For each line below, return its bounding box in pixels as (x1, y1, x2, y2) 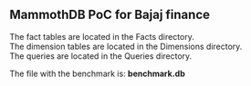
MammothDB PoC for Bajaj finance (9, 7, 211, 23)
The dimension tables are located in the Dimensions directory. (9, 41, 243, 52)
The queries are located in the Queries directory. (9, 50, 193, 62)
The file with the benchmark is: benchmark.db (9, 68, 185, 79)
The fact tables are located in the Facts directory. (9, 31, 194, 42)
